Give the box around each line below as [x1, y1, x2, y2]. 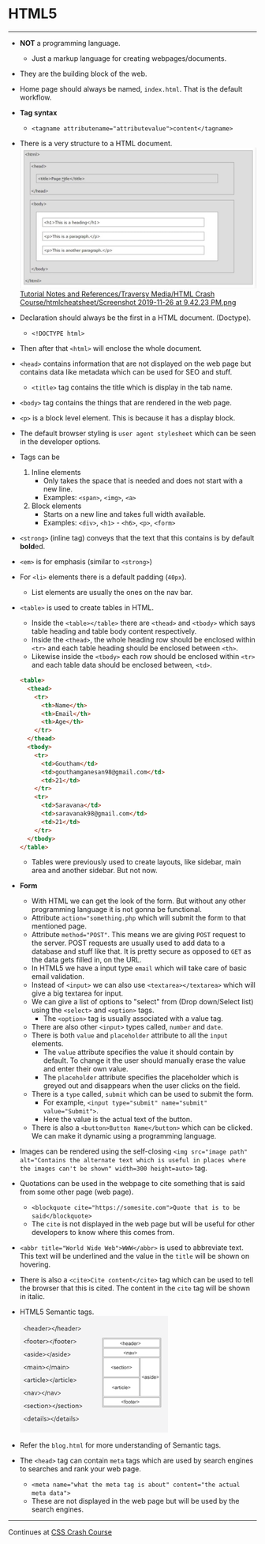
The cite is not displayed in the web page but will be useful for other [31, 1219, 255, 1229]
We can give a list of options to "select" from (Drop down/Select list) [31, 997, 254, 1007]
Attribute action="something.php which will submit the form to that [31, 913, 246, 923]
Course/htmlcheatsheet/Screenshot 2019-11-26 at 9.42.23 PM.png [19, 298, 237, 307]
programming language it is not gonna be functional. [31, 905, 203, 914]
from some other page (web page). [19, 1187, 134, 1197]
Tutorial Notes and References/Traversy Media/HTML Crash [19, 289, 215, 299]
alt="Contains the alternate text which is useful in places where [19, 1157, 246, 1165]
